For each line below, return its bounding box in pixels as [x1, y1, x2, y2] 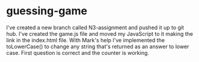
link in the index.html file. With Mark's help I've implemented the [6, 36, 165, 44]
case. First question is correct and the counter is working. [6, 49, 149, 56]
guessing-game [6, 4, 88, 18]
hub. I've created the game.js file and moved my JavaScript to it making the [6, 30, 194, 37]
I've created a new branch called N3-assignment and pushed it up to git [6, 24, 185, 31]
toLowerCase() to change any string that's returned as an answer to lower [6, 43, 189, 50]
